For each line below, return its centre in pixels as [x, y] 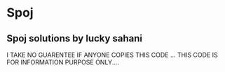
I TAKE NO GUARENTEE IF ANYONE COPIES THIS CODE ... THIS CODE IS [112, 55]
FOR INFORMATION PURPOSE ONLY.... [63, 62]
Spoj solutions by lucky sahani [75, 38]
